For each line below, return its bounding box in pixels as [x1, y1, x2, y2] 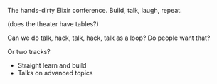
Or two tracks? [7, 48, 51, 56]
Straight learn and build [17, 61, 87, 70]
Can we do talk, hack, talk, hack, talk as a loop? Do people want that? [7, 33, 211, 42]
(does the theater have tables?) [7, 20, 100, 28]
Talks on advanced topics [17, 69, 93, 77]
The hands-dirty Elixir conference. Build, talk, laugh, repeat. [7, 6, 183, 14]
